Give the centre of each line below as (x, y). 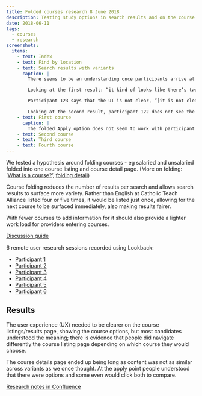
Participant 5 (31, 285)
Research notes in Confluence (44, 386)
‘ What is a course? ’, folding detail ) (48, 175)
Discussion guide (28, 236)
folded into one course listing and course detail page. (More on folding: (94, 169)
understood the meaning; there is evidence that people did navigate (90, 338)
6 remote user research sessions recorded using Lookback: (80, 247)
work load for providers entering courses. (58, 224)
